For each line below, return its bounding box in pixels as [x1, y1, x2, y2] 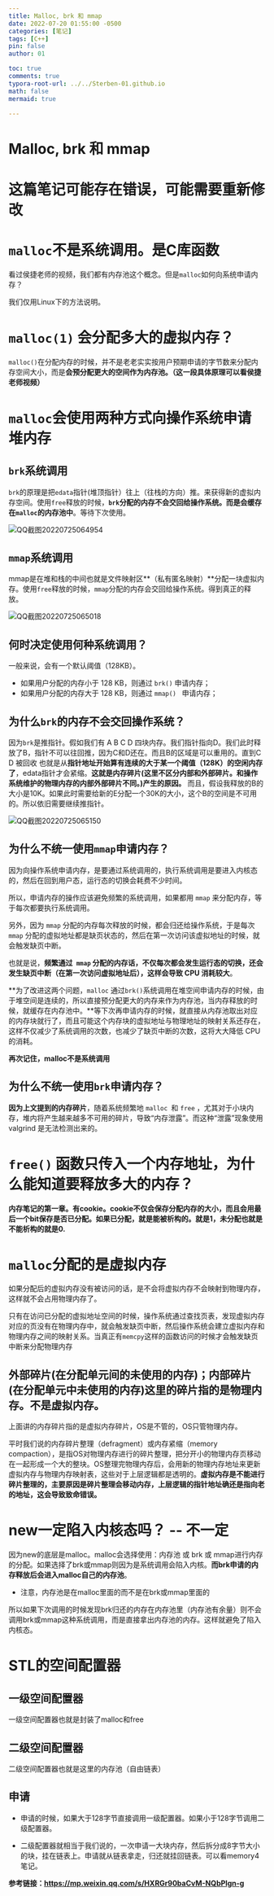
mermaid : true [8, 94, 57, 103]
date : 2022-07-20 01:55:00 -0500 [8, 20, 122, 28]
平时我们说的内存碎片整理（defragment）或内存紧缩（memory [8, 1438, 218, 1449]
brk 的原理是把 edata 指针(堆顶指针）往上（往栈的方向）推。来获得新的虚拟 [8, 487, 254, 497]
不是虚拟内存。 [29, 1398, 105, 1412]
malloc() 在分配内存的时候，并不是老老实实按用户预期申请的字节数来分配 [8, 357, 252, 366]
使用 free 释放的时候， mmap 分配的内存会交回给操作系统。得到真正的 [22, 584, 245, 594]
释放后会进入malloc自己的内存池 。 [15, 1570, 132, 1580]
